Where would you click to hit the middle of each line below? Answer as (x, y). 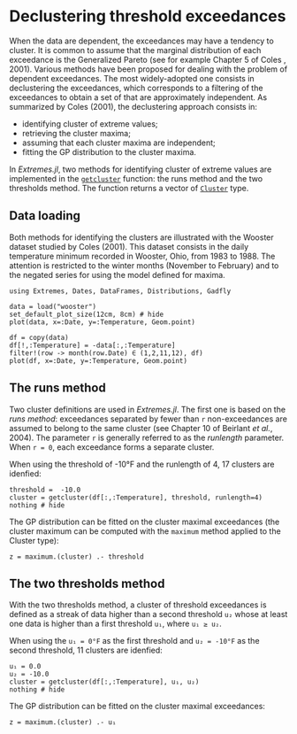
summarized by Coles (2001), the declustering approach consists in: (133, 106)
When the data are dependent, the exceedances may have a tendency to (141, 41)
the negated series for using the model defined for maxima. (117, 274)
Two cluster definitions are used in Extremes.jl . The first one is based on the (147, 409)
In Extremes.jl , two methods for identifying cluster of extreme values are (141, 169)
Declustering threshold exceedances (148, 16)
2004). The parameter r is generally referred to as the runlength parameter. (147, 437)
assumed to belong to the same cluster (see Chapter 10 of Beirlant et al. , (141, 428)
